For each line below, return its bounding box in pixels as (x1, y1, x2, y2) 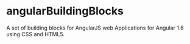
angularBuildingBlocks (6, 4, 124, 18)
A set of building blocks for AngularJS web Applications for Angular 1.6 (6, 24, 184, 31)
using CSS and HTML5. (6, 30, 65, 37)
